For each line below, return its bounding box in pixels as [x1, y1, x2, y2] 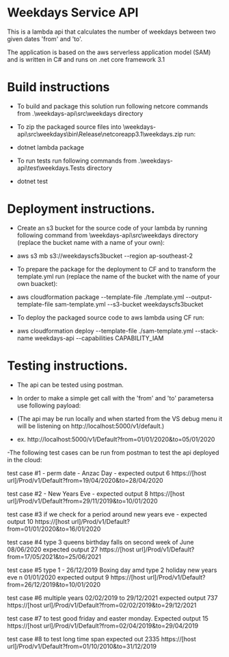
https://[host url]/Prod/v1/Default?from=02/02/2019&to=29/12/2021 [7, 601, 197, 609]
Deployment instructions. [7, 201, 155, 217]
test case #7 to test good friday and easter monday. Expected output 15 [7, 614, 208, 622]
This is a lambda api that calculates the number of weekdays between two [7, 27, 217, 36]
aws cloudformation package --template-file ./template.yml [16, 293, 185, 301]
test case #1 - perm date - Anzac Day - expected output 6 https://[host [7, 468, 206, 477]
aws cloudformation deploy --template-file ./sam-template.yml [16, 326, 193, 335]
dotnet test [16, 177, 48, 185]
